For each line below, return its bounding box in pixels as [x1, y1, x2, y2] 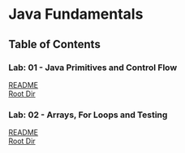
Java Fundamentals [8, 5, 144, 24]
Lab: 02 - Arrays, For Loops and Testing [8, 109, 168, 120]
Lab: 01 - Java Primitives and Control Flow [8, 62, 178, 73]
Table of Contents [8, 37, 101, 51]
